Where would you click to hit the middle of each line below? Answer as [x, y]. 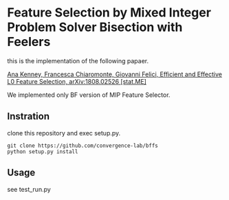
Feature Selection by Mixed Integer [109, 13]
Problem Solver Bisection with [95, 27]
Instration [29, 116]
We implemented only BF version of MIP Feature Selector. [89, 95]
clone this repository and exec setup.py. [64, 133]
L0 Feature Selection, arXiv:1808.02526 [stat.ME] [77, 81]
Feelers [29, 42]
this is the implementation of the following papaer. [78, 60]
